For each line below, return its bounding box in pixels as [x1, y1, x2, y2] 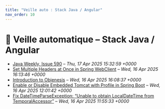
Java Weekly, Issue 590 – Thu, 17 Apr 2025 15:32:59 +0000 [12, 61, 137, 67]
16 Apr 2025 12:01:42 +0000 [12, 87, 72, 93]
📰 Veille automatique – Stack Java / [5, 34, 155, 45]
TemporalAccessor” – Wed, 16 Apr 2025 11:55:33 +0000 [12, 98, 130, 104]
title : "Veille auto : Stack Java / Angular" [5, 7, 102, 13]
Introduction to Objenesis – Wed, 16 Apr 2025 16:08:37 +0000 [12, 77, 141, 83]
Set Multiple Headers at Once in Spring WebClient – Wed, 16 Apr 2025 [12, 66, 158, 72]
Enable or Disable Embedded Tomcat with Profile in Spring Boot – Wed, [12, 82, 160, 88]
